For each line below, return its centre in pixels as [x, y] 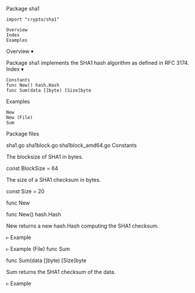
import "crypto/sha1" [33, 20]
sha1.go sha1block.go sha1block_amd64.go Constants [72, 145]
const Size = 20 [25, 191]
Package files [23, 134]
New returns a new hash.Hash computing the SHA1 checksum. [82, 226]
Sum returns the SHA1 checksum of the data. [61, 272]
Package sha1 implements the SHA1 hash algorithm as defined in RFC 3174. [98, 63]
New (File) [20, 118]
